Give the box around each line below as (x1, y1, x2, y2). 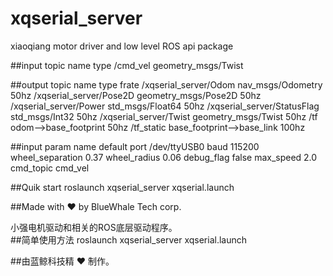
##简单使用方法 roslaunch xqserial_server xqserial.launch (10, 233, 248, 246)
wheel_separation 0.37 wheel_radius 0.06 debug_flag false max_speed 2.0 (10, 151, 318, 163)
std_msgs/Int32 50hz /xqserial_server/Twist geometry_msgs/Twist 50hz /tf (10, 110, 318, 122)
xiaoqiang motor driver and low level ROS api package (10, 40, 234, 52)
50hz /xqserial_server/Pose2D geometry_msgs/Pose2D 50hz (10, 89, 262, 101)
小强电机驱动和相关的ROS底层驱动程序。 (10, 221, 178, 233)
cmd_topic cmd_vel (10, 162, 90, 174)
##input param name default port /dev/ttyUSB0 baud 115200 (10, 140, 260, 152)
